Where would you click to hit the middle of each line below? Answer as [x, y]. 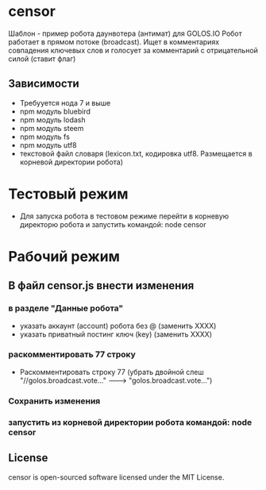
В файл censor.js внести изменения [101, 286]
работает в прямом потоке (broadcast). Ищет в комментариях [114, 41]
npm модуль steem [52, 128]
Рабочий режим [64, 256]
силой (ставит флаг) [42, 59]
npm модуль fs [44, 137]
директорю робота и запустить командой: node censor [113, 224]
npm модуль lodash [52, 120]
